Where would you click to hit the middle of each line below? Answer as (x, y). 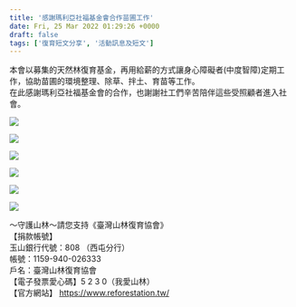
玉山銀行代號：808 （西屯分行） (70, 248)
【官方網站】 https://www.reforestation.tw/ (90, 293)
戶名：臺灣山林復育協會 (53, 270)
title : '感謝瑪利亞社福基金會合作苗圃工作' (81, 18)
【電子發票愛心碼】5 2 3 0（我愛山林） (82, 282)
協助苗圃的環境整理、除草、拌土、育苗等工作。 (112, 82)
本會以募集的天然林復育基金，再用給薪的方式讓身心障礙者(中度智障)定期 (143, 70)
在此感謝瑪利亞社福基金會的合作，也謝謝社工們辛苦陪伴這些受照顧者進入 (144, 92)
